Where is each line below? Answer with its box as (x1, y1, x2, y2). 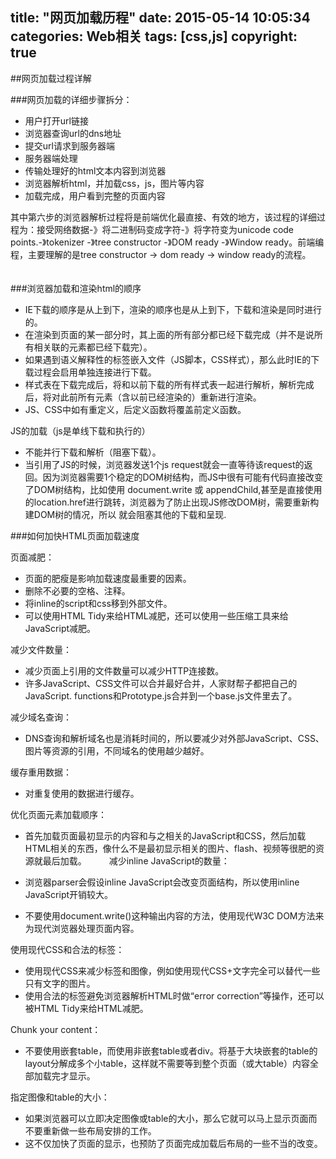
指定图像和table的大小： (10, 1091, 110, 1103)
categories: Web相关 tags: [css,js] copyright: (10, 28, 298, 45)
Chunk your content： (10, 1023, 102, 1035)
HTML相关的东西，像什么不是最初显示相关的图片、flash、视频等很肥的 (24, 842, 316, 854)
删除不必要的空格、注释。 (24, 584, 131, 597)
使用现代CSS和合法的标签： (10, 943, 125, 955)
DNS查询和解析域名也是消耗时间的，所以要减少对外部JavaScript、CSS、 (24, 732, 325, 744)
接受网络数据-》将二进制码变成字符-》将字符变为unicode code (36, 223, 295, 235)
